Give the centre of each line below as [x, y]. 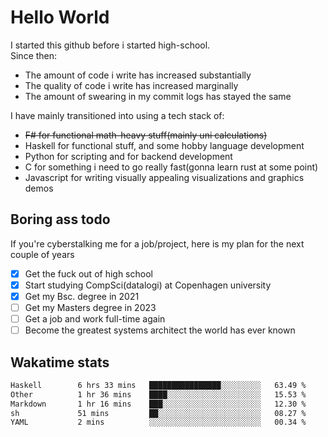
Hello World [60, 17]
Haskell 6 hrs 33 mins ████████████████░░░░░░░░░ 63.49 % [158, 385]
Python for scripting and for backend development [128, 156]
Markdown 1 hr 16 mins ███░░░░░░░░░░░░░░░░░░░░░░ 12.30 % [158, 404]
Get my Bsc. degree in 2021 [82, 296]
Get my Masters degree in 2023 [90, 307]
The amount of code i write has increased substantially [138, 75]
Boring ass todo [60, 219]
